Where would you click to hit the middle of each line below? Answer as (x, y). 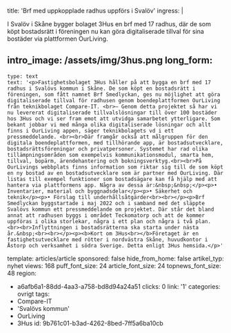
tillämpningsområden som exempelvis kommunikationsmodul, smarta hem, (111, 155)
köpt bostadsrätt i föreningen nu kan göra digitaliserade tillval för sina (106, 31)
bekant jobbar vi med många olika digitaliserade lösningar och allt (109, 124)
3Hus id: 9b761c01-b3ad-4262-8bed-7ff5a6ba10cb (90, 323)
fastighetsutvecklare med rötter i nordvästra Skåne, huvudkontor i (108, 239)
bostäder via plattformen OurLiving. (58, 39)
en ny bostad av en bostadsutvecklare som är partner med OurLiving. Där (115, 173)
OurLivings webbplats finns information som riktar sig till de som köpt (115, 167)
